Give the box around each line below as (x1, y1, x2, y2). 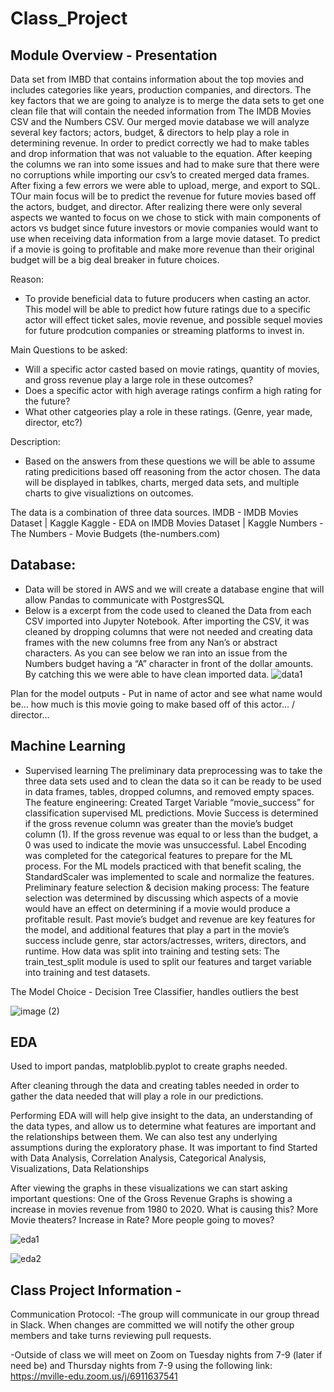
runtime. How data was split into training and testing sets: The (24, 945, 280, 957)
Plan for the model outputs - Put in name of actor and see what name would (10, 687, 323, 699)
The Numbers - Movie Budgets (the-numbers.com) (10, 528, 221, 539)
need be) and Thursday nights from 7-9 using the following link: (10, 1360, 273, 1372)
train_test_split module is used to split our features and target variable (24, 955, 312, 967)
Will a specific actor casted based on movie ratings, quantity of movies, (24, 363, 320, 375)
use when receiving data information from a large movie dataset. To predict (10, 233, 321, 244)
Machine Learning (10, 738, 127, 755)
